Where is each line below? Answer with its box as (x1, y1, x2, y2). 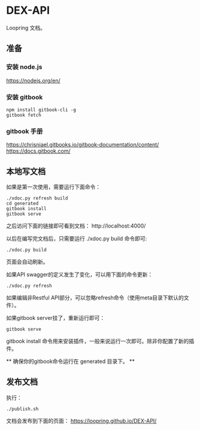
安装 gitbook (6, 93, 43, 101)
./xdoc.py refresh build (6, 195, 68, 201)
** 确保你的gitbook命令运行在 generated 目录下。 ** (6, 358, 135, 365)
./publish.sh (6, 405, 39, 412)
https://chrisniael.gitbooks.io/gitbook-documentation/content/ (6, 141, 159, 149)
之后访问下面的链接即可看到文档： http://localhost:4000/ (6, 222, 146, 229)
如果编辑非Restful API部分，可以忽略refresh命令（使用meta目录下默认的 (6, 294, 184, 301)
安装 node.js (6, 63, 43, 71)
